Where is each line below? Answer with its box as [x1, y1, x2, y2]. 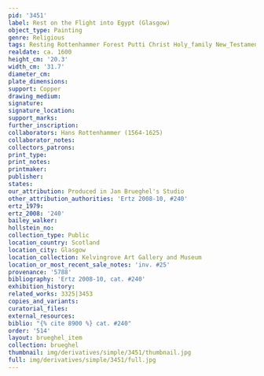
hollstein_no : [8, 224, 55, 233]
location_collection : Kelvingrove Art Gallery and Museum [8, 253, 202, 261]
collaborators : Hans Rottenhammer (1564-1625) [8, 128, 163, 136]
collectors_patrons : [8, 143, 76, 151]
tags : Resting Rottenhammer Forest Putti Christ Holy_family [8, 41, 213, 49]
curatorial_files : [8, 304, 68, 312]
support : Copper [8, 84, 61, 93]
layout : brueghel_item [8, 334, 82, 342]
